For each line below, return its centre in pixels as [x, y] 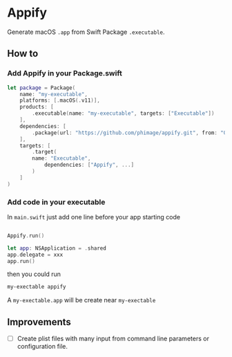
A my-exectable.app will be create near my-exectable [81, 300]
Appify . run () [26, 236]
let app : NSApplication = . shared [57, 248]
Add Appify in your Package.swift [65, 73]
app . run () [21, 261]
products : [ [37, 107]
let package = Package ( [41, 88]
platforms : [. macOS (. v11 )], [60, 101]
